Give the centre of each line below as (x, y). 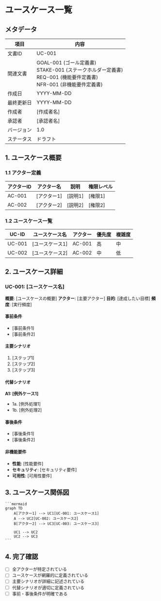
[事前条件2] (24, 334)
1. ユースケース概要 (33, 158)
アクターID (19, 186)
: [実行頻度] (21, 304)
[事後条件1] (23, 434)
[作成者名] (48, 112)
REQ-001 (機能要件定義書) (67, 77)
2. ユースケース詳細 (34, 272)
